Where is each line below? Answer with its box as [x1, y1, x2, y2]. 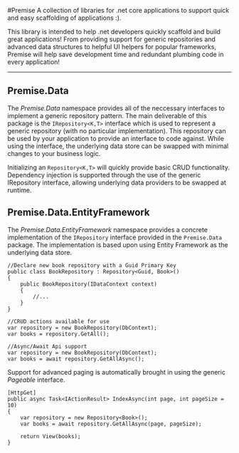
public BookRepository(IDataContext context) [20, 281, 158, 288]
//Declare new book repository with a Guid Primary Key [7, 261, 176, 269]
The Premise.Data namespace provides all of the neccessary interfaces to [7, 103, 225, 113]
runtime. [7, 185, 32, 194]
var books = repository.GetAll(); [7, 330, 110, 338]
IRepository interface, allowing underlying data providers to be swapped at [7, 178, 226, 187]
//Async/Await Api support [7, 343, 87, 350]
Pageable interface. [7, 375, 65, 384]
